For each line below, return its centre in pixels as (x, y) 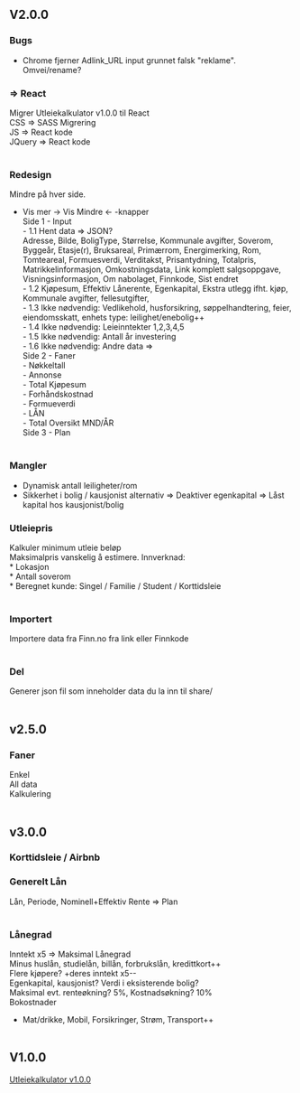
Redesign (31, 174)
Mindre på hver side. (48, 194)
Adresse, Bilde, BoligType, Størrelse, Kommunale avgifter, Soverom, (148, 241)
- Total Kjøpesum (55, 385)
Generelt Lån (38, 882)
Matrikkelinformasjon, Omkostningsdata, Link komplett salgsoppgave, (152, 269)
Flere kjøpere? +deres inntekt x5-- (73, 974)
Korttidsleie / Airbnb (55, 857)
